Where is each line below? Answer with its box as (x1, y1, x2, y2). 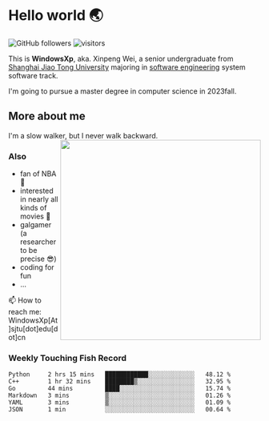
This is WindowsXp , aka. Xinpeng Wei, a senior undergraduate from (8, 54, 234, 63)
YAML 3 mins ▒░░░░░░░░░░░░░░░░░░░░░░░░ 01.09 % (8, 399, 231, 407)
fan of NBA (19, 169, 57, 178)
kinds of (19, 203, 47, 213)
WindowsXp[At (8, 315, 58, 325)
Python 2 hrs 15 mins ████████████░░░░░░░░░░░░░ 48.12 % (8, 371, 231, 379)
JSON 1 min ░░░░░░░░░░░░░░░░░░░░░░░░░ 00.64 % (8, 406, 231, 414)
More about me (8, 110, 86, 123)
